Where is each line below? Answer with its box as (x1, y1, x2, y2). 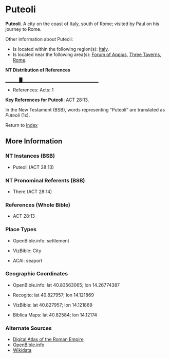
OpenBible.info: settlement (12, 237, 69, 243)
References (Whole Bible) (5, 201, 70, 209)
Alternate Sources (5, 325, 52, 332)
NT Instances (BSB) (5, 153, 55, 160)
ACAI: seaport (12, 257, 43, 263)
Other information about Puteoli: (5, 36, 73, 42)
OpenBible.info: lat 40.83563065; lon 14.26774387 (12, 281, 120, 288)
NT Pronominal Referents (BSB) (5, 177, 85, 184)
